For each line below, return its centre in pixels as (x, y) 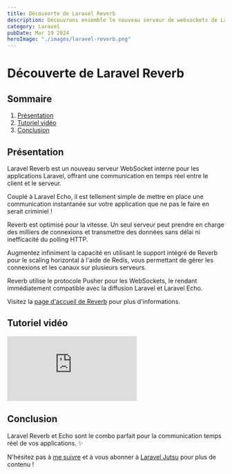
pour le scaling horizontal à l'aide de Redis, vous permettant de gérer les (110, 260)
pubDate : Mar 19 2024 (38, 33)
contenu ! (21, 464)
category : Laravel (33, 26)
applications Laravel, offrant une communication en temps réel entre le (108, 176)
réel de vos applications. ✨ (45, 443)
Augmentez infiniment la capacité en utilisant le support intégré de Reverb (113, 252)
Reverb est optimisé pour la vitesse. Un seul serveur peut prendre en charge (116, 225)
